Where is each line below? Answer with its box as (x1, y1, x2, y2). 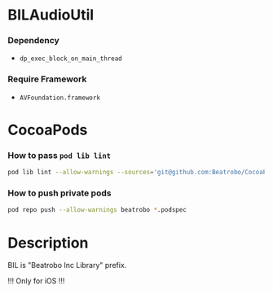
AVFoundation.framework (19, 94, 101, 102)
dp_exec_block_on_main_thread (19, 55, 123, 63)
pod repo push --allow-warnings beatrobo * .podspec (7, 206, 187, 214)
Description (7, 234, 89, 252)
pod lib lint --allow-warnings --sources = (7, 169, 154, 177)
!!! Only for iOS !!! (7, 276, 65, 286)
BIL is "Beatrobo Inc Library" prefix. (7, 261, 127, 270)
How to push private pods (7, 187, 112, 199)
